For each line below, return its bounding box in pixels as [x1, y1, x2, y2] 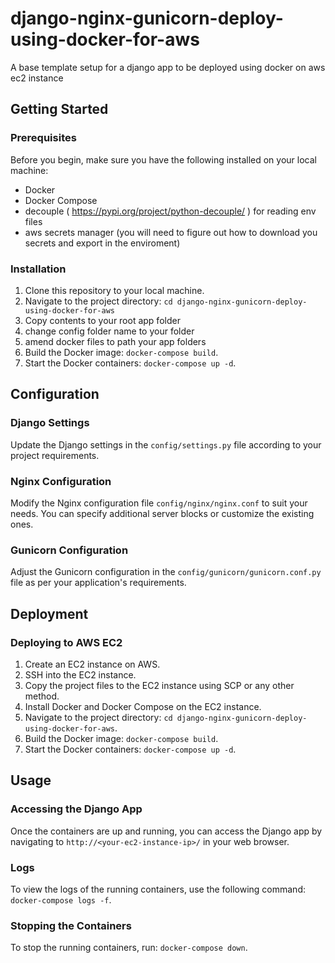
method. [24, 690, 60, 702]
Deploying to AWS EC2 [10, 635, 123, 649]
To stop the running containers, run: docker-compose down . [10, 942, 248, 954]
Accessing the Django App [10, 802, 143, 816]
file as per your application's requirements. [10, 577, 187, 589]
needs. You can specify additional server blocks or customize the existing [10, 507, 315, 519]
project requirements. [10, 449, 100, 461]
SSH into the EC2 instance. [24, 668, 137, 681]
